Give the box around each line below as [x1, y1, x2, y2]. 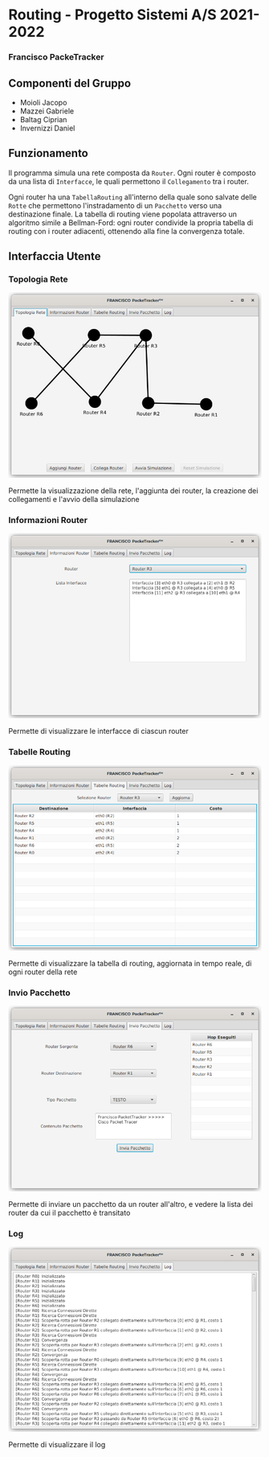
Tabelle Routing [8, 747, 71, 758]
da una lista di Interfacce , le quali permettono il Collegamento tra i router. [8, 176, 249, 186]
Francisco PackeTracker [8, 51, 104, 63]
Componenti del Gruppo [8, 76, 131, 90]
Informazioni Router [8, 514, 88, 525]
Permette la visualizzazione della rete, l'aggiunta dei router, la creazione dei [8, 485, 259, 496]
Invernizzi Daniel [19, 123, 75, 133]
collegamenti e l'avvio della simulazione [8, 494, 141, 504]
